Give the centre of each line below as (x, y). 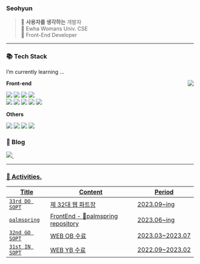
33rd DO (20, 201)
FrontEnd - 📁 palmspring (84, 216)
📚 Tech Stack (27, 57)
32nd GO (20, 233)
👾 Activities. (24, 176)
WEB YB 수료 (68, 250)
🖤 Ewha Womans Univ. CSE (54, 29)
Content (91, 192)
